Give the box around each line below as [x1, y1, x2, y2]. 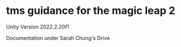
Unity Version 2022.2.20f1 [6, 23, 69, 30]
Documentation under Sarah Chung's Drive [6, 34, 110, 41]
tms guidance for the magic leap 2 [6, 4, 176, 17]
